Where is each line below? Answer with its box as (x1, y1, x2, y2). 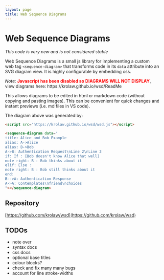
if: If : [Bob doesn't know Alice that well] (5, 153, 99, 159)
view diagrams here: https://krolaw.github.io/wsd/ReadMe (5, 84, 122, 89)
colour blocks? (12, 260, 43, 266)
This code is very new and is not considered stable (5, 49, 108, 55)
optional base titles (12, 255, 51, 260)
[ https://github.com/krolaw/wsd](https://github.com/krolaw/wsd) (5, 212, 136, 218)
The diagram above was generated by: (5, 113, 83, 119)
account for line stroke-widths (12, 270, 73, 276)
